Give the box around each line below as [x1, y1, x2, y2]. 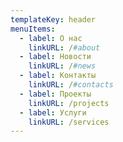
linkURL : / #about [28, 42, 101, 53]
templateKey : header [10, 14, 97, 25]
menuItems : [10, 24, 56, 34]
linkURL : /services [28, 117, 110, 127]
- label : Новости [19, 52, 92, 62]
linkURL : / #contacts [28, 80, 114, 90]
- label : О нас [19, 33, 83, 43]
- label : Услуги [19, 107, 87, 118]
